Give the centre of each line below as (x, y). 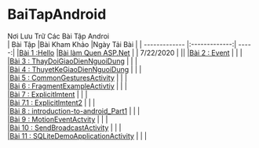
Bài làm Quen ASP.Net (94, 52)
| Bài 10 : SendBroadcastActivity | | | (64, 128)
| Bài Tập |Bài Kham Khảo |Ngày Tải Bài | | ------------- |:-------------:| (122, 44)
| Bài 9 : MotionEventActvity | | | (58, 119)
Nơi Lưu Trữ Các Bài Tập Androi (58, 36)
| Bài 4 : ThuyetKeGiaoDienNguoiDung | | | (75, 69)
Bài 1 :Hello (36, 52)
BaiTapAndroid (57, 14)
